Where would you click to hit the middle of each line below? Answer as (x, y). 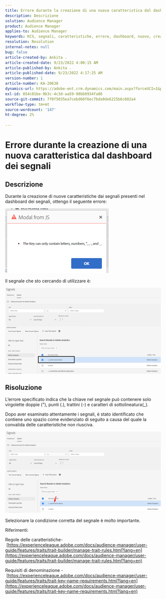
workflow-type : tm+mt (27, 104)
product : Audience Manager (33, 26)
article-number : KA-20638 (32, 84)
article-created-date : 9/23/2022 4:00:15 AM (52, 63)
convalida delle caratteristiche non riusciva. (49, 425)
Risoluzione (24, 388)
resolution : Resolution (30, 42)
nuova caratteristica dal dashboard (79, 156)
